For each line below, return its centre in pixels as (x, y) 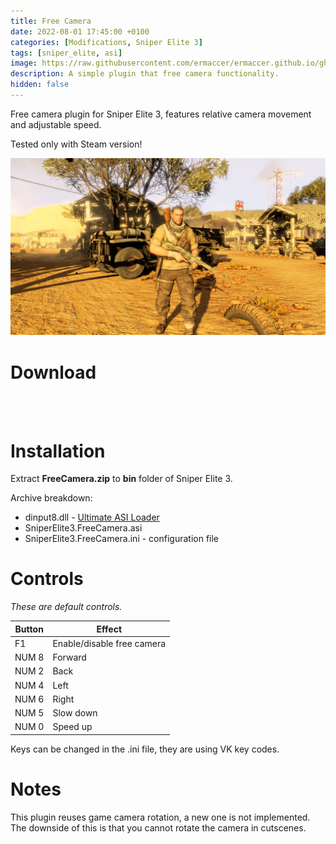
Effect (109, 629)
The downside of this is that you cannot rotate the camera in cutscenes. (158, 827)
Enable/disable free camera (109, 643)
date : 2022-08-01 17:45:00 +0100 (80, 31)
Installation (58, 451)
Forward (69, 657)
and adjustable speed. (56, 124)
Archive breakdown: (51, 498)
